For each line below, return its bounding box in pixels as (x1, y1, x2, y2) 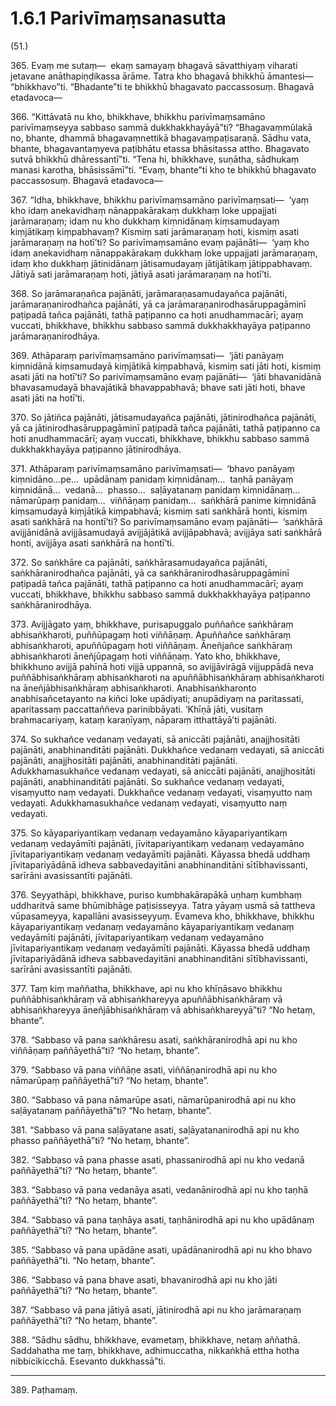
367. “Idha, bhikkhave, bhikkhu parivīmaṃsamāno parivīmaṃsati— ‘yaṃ (10, 193, 310, 206)
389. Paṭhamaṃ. (10, 1383, 78, 1396)
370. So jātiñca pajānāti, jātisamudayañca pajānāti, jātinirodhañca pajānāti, (10, 411, 317, 423)
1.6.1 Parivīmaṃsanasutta (10, 7, 227, 30)
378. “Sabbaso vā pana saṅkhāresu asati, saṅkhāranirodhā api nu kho (10, 1033, 298, 1046)
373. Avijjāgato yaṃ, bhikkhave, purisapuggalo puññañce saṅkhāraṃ (10, 618, 294, 630)
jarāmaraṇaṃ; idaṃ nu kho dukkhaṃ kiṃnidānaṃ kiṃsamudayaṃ (10, 215, 280, 227)
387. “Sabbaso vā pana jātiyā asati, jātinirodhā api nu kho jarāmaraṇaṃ (10, 1303, 302, 1316)
